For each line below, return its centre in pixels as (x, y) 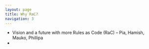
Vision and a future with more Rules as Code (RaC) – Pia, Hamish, (78, 33)
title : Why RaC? (22, 14)
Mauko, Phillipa (27, 38)
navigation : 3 (20, 19)
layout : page (18, 10)
